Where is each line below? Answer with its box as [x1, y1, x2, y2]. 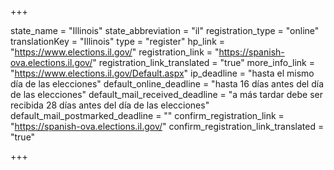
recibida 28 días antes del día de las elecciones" [10, 99, 210, 111]
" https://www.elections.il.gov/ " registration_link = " [10, 46, 220, 58]
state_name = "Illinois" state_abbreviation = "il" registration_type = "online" [10, 25, 320, 36]
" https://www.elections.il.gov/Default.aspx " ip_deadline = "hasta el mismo [10, 67, 315, 79]
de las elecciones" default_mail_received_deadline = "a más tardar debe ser [10, 89, 323, 100]
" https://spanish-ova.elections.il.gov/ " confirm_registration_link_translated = [10, 121, 325, 132]
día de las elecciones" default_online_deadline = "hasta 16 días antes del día [10, 78, 325, 90]
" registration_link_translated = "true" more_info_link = [92, 57, 315, 68]
